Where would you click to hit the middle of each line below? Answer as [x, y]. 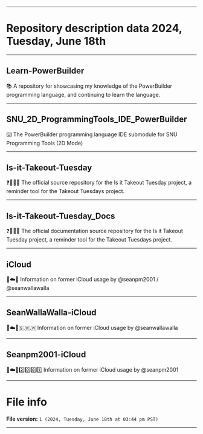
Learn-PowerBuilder [45, 71]
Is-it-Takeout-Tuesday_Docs [61, 216]
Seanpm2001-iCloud [46, 355]
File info [27, 402]
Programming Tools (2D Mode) [45, 143]
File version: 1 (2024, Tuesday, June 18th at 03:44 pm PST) [82, 419]
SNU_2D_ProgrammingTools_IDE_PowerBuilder [97, 120]
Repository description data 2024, [94, 28]
